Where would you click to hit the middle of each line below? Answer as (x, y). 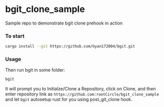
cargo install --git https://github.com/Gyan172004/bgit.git (70, 46)
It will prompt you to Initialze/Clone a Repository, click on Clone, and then (80, 89)
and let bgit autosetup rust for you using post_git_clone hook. (69, 99)
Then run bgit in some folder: (35, 70)
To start (15, 36)
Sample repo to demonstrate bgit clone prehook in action (64, 23)
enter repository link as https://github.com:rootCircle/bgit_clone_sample (82, 94)
